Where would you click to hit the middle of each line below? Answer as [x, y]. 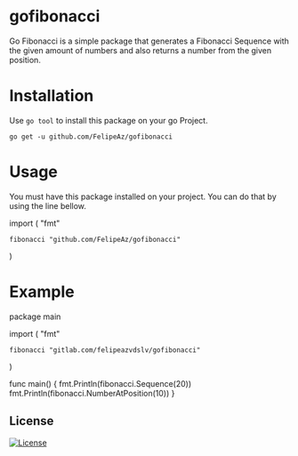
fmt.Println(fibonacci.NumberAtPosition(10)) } [92, 393]
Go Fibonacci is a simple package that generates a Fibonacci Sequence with [149, 41]
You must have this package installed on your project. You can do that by [143, 196]
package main [35, 316]
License [32, 421]
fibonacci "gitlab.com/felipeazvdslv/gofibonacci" [105, 350]
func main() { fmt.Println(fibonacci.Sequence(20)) [101, 383]
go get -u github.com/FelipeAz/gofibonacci [91, 136]
